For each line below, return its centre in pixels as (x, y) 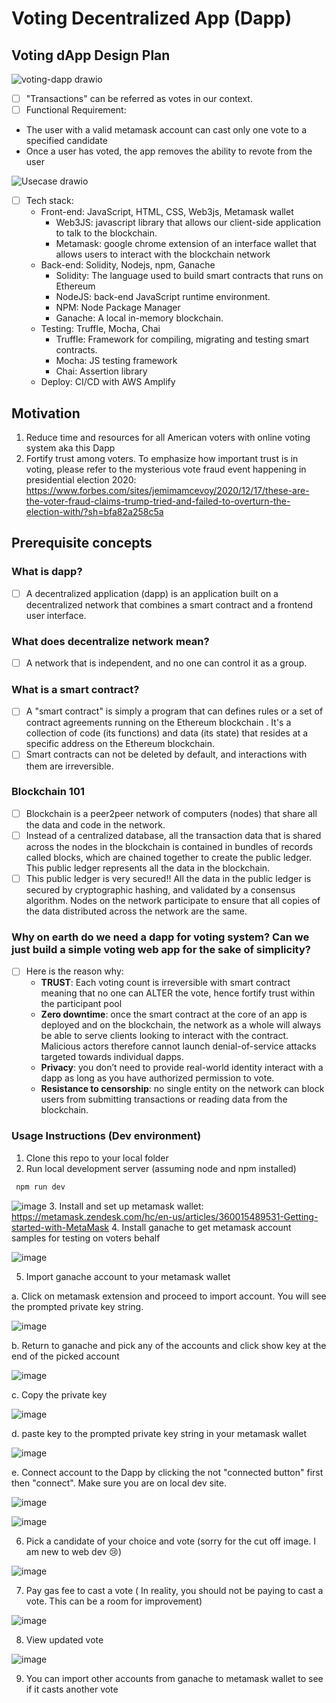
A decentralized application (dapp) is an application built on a (152, 593)
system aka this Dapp (70, 448)
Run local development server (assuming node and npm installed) (161, 1168)
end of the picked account (65, 1356)
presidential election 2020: (81, 480)
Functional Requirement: (76, 110)
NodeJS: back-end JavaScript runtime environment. (163, 297)
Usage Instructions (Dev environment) (106, 1136)
